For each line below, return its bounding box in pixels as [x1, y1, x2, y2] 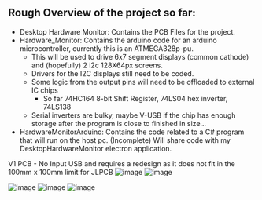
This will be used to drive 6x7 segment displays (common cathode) [31, 52, 249, 61]
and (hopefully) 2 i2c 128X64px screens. [31, 60, 164, 70]
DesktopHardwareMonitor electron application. [19, 144, 172, 153]
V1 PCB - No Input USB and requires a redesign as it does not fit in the [8, 158, 236, 168]
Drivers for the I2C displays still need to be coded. [31, 68, 194, 78]
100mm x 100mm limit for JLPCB [8, 167, 113, 176]
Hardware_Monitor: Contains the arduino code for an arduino [19, 35, 218, 45]
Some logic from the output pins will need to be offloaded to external [31, 77, 255, 86]
